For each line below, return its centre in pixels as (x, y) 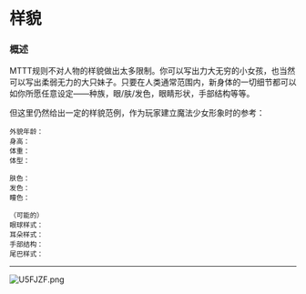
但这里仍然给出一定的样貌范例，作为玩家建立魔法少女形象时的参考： (137, 113)
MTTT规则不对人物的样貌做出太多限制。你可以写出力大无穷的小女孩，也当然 (153, 71)
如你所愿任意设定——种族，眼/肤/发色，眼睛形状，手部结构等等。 (132, 94)
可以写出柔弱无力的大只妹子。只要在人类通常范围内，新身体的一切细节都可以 (153, 82)
